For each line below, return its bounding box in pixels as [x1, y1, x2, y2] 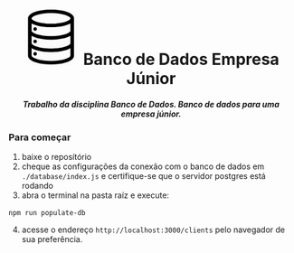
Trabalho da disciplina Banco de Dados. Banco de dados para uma [23, 98, 280, 109]
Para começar [8, 131, 71, 144]
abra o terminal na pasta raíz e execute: [21, 190, 169, 201]
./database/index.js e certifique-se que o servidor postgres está [21, 171, 266, 182]
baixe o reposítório [21, 152, 92, 163]
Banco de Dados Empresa [83, 50, 280, 70]
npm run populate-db [8, 209, 87, 218]
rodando [21, 181, 53, 192]
